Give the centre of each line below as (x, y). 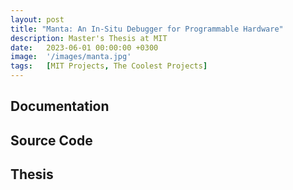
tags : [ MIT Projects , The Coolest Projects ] (109, 66)
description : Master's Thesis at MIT (89, 38)
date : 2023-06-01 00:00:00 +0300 (84, 47)
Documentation (60, 106)
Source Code (51, 140)
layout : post (37, 19)
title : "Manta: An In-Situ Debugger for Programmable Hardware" (147, 29)
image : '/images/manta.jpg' (71, 57)
